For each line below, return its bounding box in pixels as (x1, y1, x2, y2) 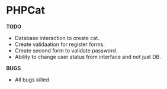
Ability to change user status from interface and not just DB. (14, 53, 162, 60)
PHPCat (6, 4, 46, 17)
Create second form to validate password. (14, 47, 118, 54)
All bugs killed (14, 76, 49, 83)
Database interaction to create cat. (14, 34, 99, 41)
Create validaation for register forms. (14, 41, 105, 48)
